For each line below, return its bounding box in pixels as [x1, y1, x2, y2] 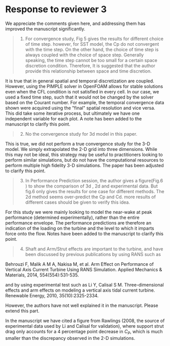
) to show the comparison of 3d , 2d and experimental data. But [25, 183, 158, 189]
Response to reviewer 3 [5, 4, 107, 15]
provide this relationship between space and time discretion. [25, 68, 152, 74]
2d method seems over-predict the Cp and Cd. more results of [25, 194, 156, 200]
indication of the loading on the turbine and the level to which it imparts [5, 225, 154, 231]
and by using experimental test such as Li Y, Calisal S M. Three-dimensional [5, 281, 164, 288]
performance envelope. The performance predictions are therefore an [5, 219, 151, 226]
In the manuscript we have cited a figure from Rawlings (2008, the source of [5, 318, 165, 324]
